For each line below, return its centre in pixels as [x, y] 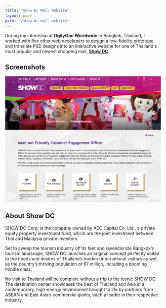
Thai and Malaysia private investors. [42, 239]
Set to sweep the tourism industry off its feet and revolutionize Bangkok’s [80, 248]
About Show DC [30, 216]
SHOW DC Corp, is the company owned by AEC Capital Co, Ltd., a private [80, 228]
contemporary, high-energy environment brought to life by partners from [79, 289]
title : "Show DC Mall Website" [37, 10]
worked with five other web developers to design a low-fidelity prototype [80, 41]
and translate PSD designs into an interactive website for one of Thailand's [81, 46]
